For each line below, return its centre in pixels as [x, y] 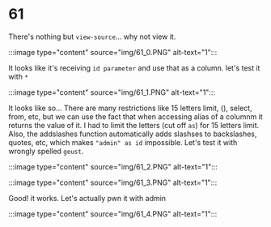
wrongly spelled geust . [46, 151]
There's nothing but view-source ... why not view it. [92, 36]
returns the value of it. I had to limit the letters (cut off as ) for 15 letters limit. [134, 125]
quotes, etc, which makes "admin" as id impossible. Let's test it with [123, 142]
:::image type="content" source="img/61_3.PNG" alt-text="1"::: [113, 182]
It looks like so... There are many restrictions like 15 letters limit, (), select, [130, 108]
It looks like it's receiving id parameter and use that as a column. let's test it [134, 68]
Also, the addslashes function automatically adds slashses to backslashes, [133, 134]
